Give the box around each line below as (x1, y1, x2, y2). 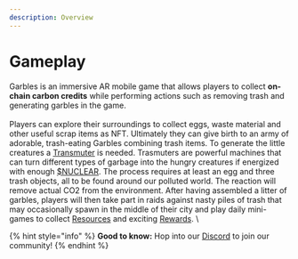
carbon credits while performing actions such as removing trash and (31, 90, 285, 101)
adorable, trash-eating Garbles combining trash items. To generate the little (9, 137, 286, 148)
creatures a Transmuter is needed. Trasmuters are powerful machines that (9, 147, 282, 158)
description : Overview (9, 12, 93, 22)
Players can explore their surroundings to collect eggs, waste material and (9, 118, 282, 129)
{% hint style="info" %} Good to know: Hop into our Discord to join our (9, 231, 270, 241)
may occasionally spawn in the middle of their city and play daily (9, 204, 246, 214)
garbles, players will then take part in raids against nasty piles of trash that (9, 194, 282, 205)
